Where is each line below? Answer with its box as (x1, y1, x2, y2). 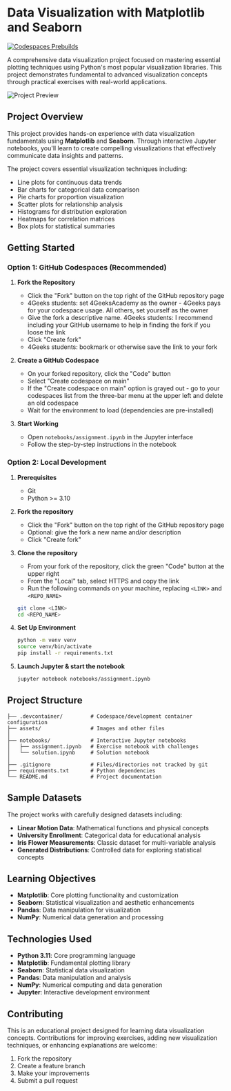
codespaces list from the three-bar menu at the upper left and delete (27, 392, 223, 400)
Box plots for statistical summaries (17, 222, 116, 230)
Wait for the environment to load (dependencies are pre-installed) (27, 406, 214, 414)
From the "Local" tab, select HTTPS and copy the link (27, 577, 179, 585)
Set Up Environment (17, 623, 76, 632)
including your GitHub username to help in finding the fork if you (27, 321, 210, 329)
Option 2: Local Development (7, 457, 107, 467)
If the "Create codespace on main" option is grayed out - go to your (27, 384, 220, 392)
